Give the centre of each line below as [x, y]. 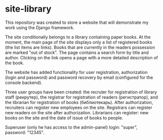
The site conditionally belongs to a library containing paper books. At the [78, 37]
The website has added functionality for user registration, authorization [76, 72]
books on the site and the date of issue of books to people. [64, 118]
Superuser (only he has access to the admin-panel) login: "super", [71, 127]
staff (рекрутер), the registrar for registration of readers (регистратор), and [81, 97]
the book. [15, 63]
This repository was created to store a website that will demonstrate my [77, 22]
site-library [28, 9]
